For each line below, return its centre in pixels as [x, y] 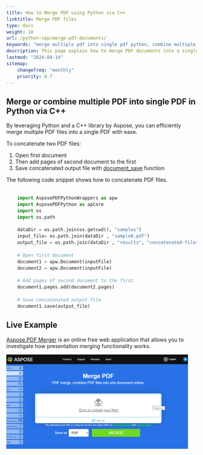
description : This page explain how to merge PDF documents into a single [102, 51]
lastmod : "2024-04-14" [35, 57]
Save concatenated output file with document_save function [90, 168]
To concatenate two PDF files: [44, 144]
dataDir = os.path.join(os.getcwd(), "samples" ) [79, 230]
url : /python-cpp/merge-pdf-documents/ [56, 38]
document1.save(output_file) [54, 306]
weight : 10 [20, 32]
